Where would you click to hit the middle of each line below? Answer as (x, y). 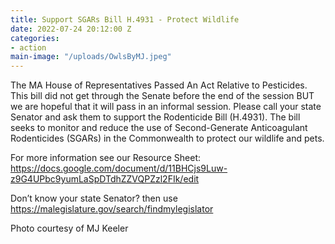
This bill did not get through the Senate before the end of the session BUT (162, 96)
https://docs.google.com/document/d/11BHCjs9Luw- (119, 168)
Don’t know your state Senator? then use (94, 198)
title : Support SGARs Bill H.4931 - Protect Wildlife (125, 19)
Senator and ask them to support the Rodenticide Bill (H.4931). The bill (155, 117)
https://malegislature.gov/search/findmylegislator (112, 209)
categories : (35, 38)
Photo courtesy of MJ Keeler (69, 228)
